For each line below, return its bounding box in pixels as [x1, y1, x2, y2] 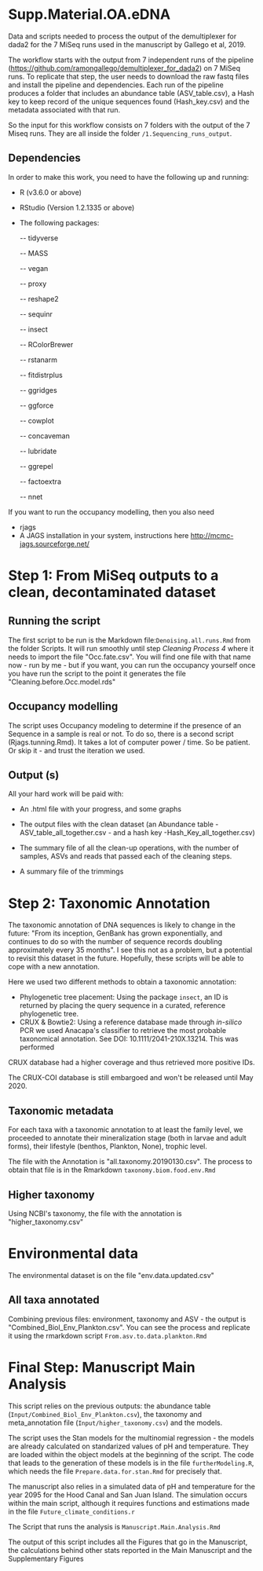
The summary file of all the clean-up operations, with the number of [19, 843, 239, 853]
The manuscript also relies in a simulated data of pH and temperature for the [8, 1481, 255, 1491]
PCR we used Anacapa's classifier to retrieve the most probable [19, 1026, 226, 1035]
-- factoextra [19, 477, 61, 486]
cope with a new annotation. [8, 962, 100, 972]
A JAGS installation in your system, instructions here [19, 530, 189, 540]
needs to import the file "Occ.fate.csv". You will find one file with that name [8, 652, 251, 661]
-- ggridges [19, 385, 57, 394]
